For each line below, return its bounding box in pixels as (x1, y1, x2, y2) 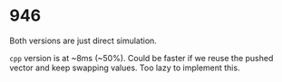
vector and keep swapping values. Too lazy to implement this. (9, 62, 240, 73)
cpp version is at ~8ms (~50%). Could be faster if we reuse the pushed (9, 52, 274, 63)
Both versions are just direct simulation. (9, 35, 157, 46)
